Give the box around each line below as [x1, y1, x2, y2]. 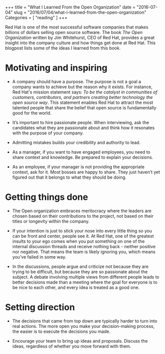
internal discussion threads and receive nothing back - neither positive [12, 243, 156, 249]
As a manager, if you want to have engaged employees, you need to [12, 149, 151, 155]
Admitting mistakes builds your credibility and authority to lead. [12, 139, 141, 145]
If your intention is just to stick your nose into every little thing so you [12, 227, 152, 233]
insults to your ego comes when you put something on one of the [12, 238, 145, 244]
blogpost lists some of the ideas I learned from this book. [5, 45, 121, 51]
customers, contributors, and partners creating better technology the [12, 94, 153, 100]
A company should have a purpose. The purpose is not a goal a [12, 78, 141, 84]
